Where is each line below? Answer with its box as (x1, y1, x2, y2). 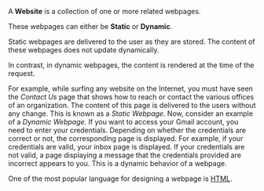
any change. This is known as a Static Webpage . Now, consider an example (8, 109, 254, 118)
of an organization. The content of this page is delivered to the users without (8, 101, 256, 110)
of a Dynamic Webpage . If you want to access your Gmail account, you (8, 117, 239, 126)
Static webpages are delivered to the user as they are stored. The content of (8, 37, 255, 46)
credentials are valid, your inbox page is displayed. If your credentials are (8, 142, 245, 151)
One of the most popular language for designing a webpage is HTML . (8, 174, 233, 183)
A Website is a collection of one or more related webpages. (8, 7, 201, 16)
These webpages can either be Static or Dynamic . (8, 22, 173, 31)
